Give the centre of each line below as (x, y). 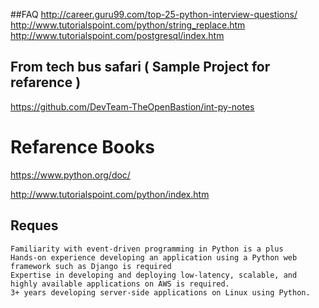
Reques (34, 225)
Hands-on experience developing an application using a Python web (154, 257)
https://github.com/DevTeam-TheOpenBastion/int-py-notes (132, 106)
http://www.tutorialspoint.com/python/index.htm (110, 194)
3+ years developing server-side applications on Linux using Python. (160, 292)
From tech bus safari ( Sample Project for (140, 67)
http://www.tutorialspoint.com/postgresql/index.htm (117, 35)
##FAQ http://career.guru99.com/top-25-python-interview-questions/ (154, 14)
